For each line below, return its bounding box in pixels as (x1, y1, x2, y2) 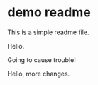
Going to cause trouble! (7, 55, 77, 64)
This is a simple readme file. (7, 28, 89, 36)
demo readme (7, 4, 91, 21)
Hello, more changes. (7, 69, 70, 78)
